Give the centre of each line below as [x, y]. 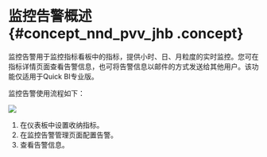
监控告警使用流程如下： [46, 93]
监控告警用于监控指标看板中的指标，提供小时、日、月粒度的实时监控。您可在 [133, 56]
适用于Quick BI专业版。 [60, 76]
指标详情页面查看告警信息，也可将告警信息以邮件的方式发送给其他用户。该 [130, 66]
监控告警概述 [50, 16]
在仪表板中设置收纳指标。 [62, 124]
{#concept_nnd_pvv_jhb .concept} [126, 34]
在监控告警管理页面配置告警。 [68, 135]
